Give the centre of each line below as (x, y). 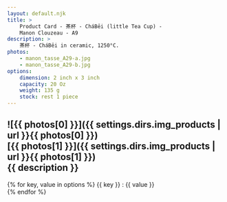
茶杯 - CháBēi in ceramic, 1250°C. (69, 46)
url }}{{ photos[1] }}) (52, 157)
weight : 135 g (40, 90)
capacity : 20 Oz (43, 84)
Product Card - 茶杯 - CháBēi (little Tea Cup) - (91, 26)
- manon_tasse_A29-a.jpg (55, 59)
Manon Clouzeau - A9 (49, 33)
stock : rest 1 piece (49, 97)
